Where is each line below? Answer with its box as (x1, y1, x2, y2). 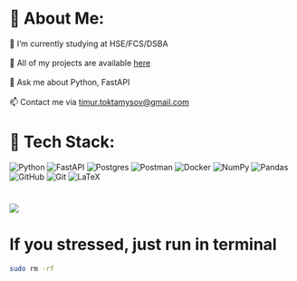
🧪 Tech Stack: (9, 131, 115, 152)
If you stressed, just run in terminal (9, 235, 278, 255)
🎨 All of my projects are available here (9, 57, 151, 68)
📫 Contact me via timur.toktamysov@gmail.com (9, 96, 190, 107)
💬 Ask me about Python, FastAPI (9, 76, 130, 87)
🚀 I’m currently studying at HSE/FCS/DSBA (9, 38, 169, 49)
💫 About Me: (9, 8, 105, 29)
